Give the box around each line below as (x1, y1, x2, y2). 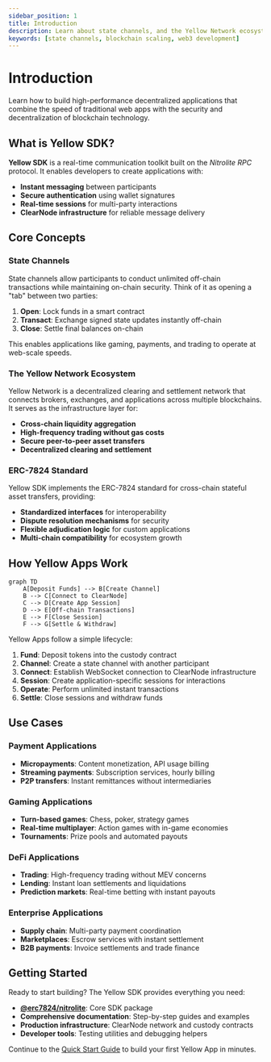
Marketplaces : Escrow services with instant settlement (19, 934, 204, 944)
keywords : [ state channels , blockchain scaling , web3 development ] (8, 34, 240, 43)
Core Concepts (8, 231, 86, 245)
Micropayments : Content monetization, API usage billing (19, 759, 210, 768)
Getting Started (8, 966, 88, 980)
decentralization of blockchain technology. (8, 113, 151, 123)
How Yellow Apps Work (8, 556, 129, 570)
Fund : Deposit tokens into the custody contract (19, 650, 177, 660)
